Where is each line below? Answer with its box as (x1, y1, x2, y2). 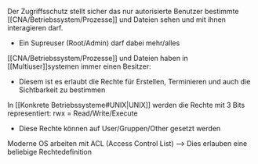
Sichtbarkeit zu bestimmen (18, 85, 106, 94)
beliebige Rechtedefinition (7, 148, 92, 156)
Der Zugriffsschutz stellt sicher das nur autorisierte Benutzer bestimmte (7, 7, 239, 16)
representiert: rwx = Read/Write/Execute (7, 109, 138, 118)
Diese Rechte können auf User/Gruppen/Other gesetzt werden (18, 124, 221, 133)
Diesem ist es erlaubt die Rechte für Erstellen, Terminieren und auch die (18, 77, 251, 86)
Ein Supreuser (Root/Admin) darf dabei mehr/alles (18, 38, 180, 48)
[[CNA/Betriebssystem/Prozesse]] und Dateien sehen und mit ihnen (7, 15, 227, 24)
